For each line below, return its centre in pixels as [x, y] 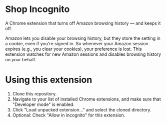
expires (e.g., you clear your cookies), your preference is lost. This [73, 49]
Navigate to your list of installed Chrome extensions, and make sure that [86, 99]
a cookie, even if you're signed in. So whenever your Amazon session [77, 43]
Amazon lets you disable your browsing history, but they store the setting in [83, 38]
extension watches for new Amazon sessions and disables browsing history [83, 54]
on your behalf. [21, 59]
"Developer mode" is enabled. [43, 104]
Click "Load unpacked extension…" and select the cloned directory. [82, 109]
